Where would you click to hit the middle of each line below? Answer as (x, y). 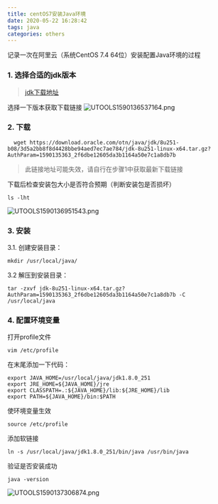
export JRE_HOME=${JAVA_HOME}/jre (59, 384)
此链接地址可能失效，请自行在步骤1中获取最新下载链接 (104, 169)
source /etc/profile (38, 424)
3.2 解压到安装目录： (38, 275)
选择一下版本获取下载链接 (45, 107)
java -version (28, 480)
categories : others (36, 34)
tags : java (23, 27)
